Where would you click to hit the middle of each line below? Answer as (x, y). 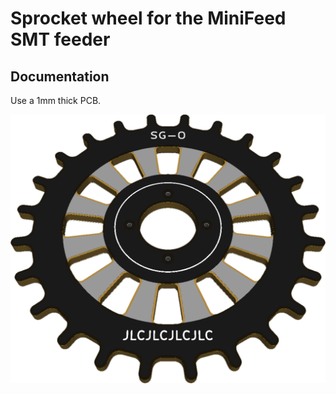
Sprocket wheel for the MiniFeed (148, 18)
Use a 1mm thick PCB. (56, 100)
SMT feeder (60, 39)
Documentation (60, 76)
